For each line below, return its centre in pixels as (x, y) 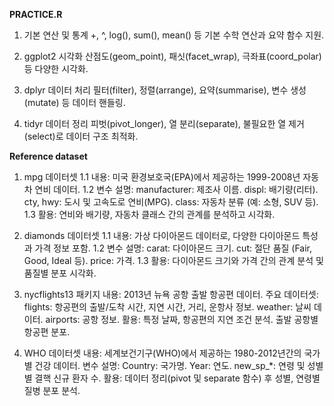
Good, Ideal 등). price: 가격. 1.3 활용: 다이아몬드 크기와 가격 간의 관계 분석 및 (173, 260)
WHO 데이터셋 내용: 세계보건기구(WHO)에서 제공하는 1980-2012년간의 (162, 353)
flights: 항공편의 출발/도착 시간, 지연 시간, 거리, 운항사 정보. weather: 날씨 (167, 307)
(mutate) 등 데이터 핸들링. (74, 102)
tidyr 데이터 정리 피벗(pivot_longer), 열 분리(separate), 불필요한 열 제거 (164, 123)
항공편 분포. (47, 332)
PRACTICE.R (36, 14)
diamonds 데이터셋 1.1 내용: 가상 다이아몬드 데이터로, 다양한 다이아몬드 (162, 235)
